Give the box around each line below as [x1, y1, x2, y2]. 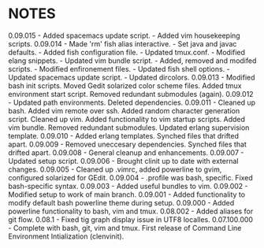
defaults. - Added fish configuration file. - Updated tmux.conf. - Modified [8, 47, 246, 57]
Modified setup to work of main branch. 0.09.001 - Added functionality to [8, 190, 246, 199]
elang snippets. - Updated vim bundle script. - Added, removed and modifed [8, 56, 257, 65]
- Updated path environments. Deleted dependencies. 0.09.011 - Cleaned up [8, 98, 256, 107]
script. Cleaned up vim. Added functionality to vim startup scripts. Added [8, 114, 246, 124]
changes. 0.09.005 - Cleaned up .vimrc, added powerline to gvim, [8, 165, 222, 174]
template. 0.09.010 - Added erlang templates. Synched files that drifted [8, 131, 239, 140]
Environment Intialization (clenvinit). [8, 231, 125, 241]
